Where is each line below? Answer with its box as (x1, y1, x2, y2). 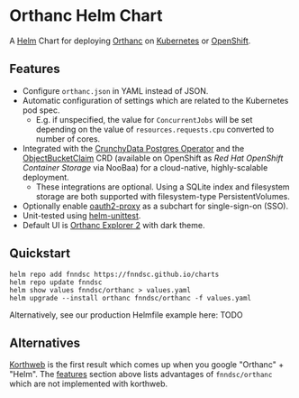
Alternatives (9, 335, 81, 350)
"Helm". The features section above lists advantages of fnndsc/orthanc (9, 369, 273, 380)
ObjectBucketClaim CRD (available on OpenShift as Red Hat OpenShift (22, 153, 284, 163)
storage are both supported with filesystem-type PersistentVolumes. (35, 190, 290, 201)
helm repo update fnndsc (9, 277, 103, 287)
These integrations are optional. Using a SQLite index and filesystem (35, 181, 290, 192)
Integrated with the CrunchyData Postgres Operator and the (22, 143, 245, 153)
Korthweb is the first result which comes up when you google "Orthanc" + (9, 359, 285, 370)
